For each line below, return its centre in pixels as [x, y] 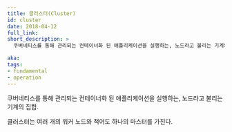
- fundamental [28, 71]
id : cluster [24, 20]
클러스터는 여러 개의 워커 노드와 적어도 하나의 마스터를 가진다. [90, 121]
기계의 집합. [23, 106]
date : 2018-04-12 [32, 26]
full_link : [23, 33]
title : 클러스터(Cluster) [41, 13]
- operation [24, 77]
